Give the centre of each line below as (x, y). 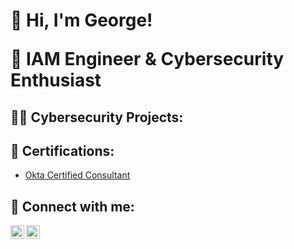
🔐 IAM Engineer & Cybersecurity (147, 59)
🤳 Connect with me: (72, 206)
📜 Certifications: (62, 150)
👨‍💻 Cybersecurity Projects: (97, 117)
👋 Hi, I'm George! (81, 20)
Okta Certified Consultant (77, 175)
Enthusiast (56, 80)
